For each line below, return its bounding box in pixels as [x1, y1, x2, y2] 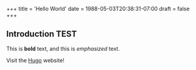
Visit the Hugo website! [6, 57, 65, 64]
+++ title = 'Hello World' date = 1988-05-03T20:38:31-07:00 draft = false [6, 5, 190, 12]
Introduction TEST [6, 29, 77, 39]
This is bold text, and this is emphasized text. [6, 45, 120, 52]
